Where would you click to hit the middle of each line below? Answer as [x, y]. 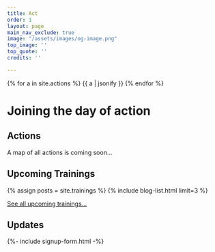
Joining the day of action [79, 111]
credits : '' [24, 58]
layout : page [26, 26]
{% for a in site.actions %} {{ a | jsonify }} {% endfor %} [86, 83]
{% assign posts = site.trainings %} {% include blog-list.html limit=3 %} [107, 190]
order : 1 [19, 20]
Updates [26, 225]
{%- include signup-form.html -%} [56, 241]
